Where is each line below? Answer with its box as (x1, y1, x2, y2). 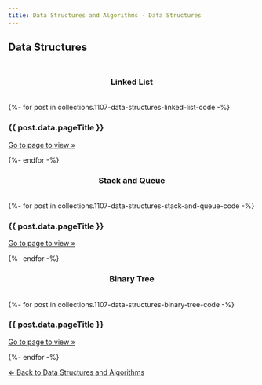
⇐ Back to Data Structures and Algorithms (8, 367, 145, 377)
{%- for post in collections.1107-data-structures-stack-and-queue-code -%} (8, 201, 255, 211)
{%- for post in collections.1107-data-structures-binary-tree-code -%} (8, 299, 235, 309)
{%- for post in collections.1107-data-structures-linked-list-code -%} (8, 103, 230, 112)
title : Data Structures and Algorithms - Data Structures (8, 11, 202, 20)
